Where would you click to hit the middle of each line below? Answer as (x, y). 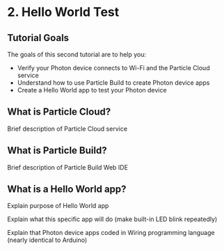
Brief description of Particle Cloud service (67, 129)
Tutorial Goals (38, 38)
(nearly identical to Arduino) (47, 240)
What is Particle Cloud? (59, 112)
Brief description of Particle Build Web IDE (68, 167)
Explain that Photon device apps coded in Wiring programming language (111, 233)
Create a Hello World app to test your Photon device (92, 90)
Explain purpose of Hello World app (58, 206)
